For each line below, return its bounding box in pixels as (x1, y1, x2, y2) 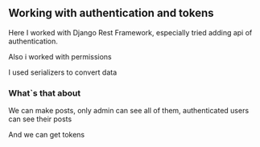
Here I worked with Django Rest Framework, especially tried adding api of (8, 27, 253, 37)
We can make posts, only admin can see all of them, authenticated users (8, 106, 250, 116)
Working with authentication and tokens (8, 6, 215, 20)
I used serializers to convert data (8, 67, 118, 77)
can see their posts (8, 114, 72, 124)
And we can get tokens (8, 130, 85, 140)
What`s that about (8, 88, 81, 99)
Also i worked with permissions (8, 51, 112, 61)
